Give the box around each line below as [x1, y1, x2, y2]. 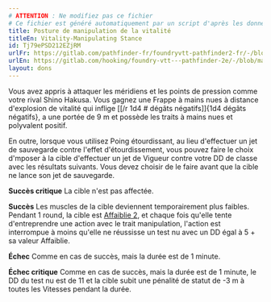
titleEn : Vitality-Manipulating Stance [8, 34, 143, 43]
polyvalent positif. [8, 120, 68, 130]
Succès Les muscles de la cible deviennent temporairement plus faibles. [8, 201, 250, 211]
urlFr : [8, 49, 31, 57]
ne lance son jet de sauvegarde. [8, 170, 115, 180]
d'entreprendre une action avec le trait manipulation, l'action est [8, 218, 221, 228]
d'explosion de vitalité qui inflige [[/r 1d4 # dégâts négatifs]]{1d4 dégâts [8, 103, 247, 113]
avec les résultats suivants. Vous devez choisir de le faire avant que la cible [8, 162, 259, 172]
